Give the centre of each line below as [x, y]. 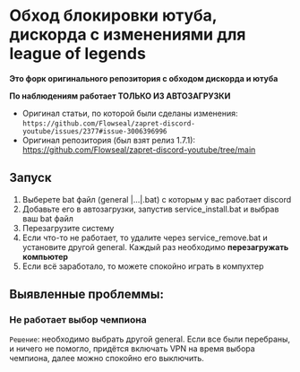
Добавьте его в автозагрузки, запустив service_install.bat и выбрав [150, 209]
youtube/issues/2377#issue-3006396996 [94, 131]
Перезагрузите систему [68, 228]
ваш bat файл [48, 218]
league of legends [77, 54]
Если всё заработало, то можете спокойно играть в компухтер [143, 266]
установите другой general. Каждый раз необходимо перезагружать [155, 247]
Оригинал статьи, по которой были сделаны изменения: [130, 113]
